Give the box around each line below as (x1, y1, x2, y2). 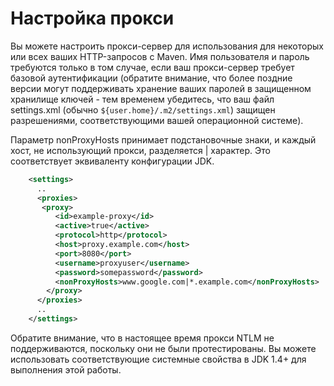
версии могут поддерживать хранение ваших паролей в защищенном (10, 82, 312, 94)
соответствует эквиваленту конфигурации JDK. (10, 155, 215, 167)
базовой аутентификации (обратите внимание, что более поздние (10, 72, 293, 84)
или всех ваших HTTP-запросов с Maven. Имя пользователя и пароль (10, 50, 310, 62)
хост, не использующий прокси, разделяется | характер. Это (10, 144, 271, 156)
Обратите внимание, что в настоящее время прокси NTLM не (10, 332, 275, 344)
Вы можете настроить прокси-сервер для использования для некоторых (10, 40, 324, 52)
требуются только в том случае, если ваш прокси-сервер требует (10, 61, 295, 73)
